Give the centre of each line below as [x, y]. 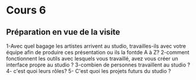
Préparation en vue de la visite [63, 32]
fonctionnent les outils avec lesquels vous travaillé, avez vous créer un [92, 59]
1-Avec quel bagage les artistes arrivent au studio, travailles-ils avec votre [96, 46]
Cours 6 [26, 10]
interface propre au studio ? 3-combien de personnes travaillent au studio [96, 65]
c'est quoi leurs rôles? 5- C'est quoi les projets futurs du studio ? [92, 71]
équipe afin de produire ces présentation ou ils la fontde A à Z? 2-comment [98, 52]
